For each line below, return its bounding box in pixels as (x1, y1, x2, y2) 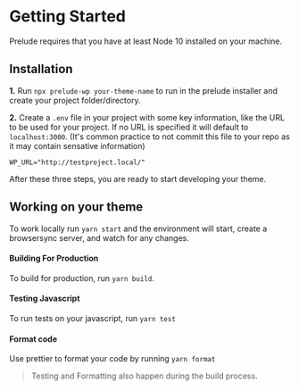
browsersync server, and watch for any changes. (9, 232, 189, 243)
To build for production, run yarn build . (9, 272, 154, 283)
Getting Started (9, 6, 127, 27)
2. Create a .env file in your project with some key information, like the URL (9, 112, 286, 122)
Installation (9, 62, 73, 77)
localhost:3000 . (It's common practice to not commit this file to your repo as (9, 131, 290, 142)
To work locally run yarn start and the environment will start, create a (9, 223, 268, 234)
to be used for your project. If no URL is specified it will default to (9, 121, 249, 132)
